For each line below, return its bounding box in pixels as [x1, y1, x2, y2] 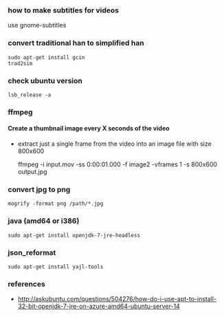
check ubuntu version [8, 76, 83, 85]
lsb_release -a [8, 91, 52, 98]
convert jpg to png [8, 184, 71, 194]
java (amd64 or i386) [8, 216, 80, 226]
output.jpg [17, 168, 47, 176]
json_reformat [8, 248, 56, 257]
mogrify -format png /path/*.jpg [8, 200, 104, 208]
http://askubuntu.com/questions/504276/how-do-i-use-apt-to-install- [17, 295, 217, 303]
